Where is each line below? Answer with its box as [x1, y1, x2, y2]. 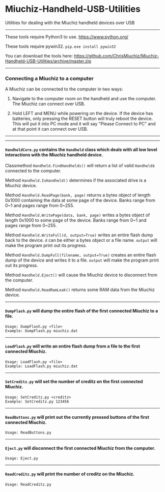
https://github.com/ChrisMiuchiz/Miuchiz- [74, 53, 160, 58]
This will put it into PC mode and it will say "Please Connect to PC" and [12, 121, 156, 127]
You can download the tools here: [5, 53, 73, 58]
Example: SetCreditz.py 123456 [5, 399, 69, 404]
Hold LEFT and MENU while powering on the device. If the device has [12, 111, 153, 116]
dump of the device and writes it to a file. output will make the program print [5, 257, 159, 263]
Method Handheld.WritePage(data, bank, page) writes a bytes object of [5, 212, 150, 218]
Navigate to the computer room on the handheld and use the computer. [12, 96, 157, 102]
